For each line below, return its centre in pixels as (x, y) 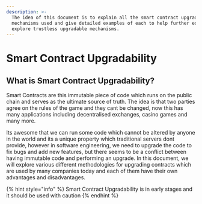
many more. (21, 121)
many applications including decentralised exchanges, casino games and (97, 115)
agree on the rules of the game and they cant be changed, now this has (95, 108)
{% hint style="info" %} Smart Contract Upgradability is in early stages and (99, 189)
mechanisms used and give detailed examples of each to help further (100, 23)
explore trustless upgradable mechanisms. (66, 29)
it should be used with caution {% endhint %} (63, 196)
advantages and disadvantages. (46, 177)
